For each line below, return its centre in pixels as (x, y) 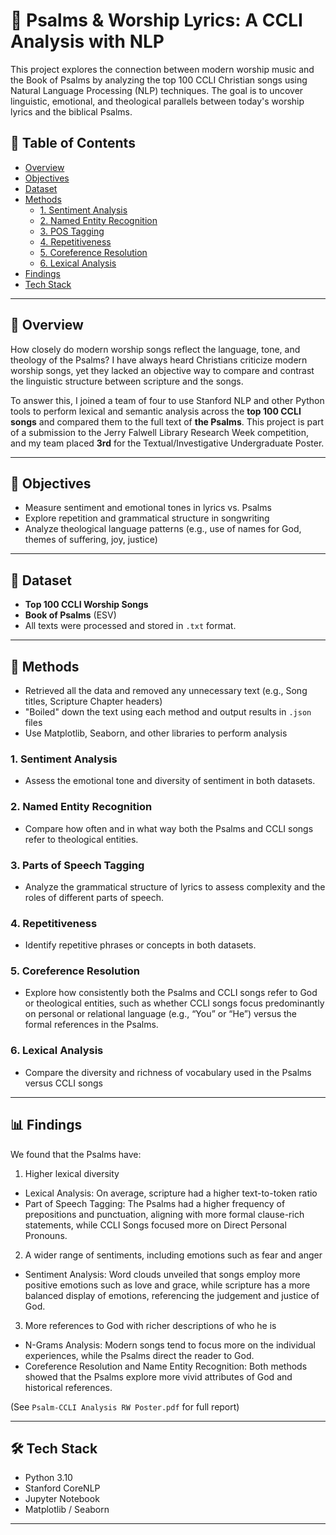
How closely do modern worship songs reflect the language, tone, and (155, 349)
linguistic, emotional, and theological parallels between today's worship (157, 101)
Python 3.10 (48, 1478)
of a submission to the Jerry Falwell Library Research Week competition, (160, 432)
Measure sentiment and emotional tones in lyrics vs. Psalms (148, 508)
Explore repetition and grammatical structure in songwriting (147, 518)
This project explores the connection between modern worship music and (162, 69)
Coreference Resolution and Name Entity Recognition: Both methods (166, 1366)
